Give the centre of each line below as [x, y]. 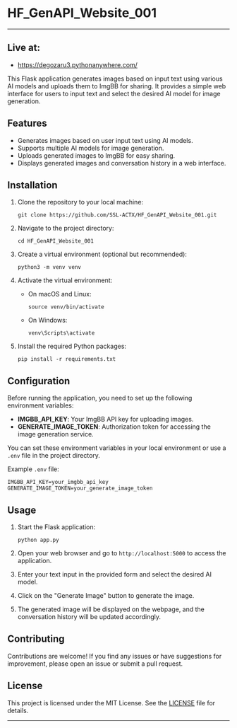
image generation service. [55, 434]
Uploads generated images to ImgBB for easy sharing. [96, 155]
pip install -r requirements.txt [67, 359]
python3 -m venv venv [49, 267]
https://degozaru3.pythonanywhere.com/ [77, 64]
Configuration [39, 381]
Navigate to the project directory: [66, 229]
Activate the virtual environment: [65, 280]
